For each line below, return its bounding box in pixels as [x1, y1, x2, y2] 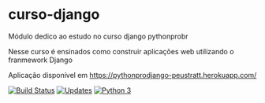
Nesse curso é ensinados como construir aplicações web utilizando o [8, 46, 234, 56]
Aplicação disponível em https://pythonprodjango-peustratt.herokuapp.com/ [8, 70, 257, 79]
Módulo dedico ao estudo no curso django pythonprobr [8, 31, 188, 41]
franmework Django [8, 55, 73, 64]
